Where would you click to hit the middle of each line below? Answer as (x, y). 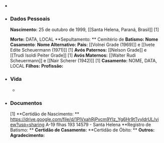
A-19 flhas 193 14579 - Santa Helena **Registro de (98, 124)
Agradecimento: (27, 135)
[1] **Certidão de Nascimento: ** (44, 114)
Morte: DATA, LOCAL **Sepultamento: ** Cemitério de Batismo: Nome (84, 39)
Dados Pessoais (30, 19)
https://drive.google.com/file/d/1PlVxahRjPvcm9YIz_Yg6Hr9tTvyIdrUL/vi (84, 119)
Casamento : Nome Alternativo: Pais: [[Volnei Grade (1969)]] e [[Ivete (82, 45)
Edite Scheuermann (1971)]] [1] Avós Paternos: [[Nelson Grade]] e (78, 50)
